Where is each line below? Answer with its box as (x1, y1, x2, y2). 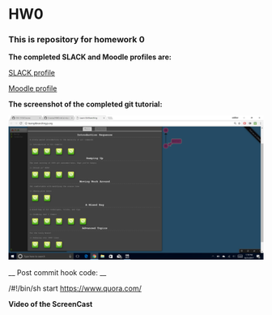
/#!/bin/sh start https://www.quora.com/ (8, 283, 142, 293)
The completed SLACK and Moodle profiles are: (8, 52, 172, 62)
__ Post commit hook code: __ (8, 267, 107, 277)
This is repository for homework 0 (8, 34, 145, 45)
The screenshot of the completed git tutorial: (8, 99, 163, 110)
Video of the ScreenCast (8, 299, 93, 309)
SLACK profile (8, 68, 55, 78)
